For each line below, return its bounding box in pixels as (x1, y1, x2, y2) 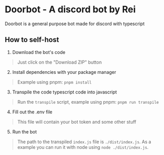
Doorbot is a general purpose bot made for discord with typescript (5, 21, 145, 27)
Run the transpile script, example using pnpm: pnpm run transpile (17, 99, 159, 105)
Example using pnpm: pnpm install (17, 79, 92, 85)
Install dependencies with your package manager (12, 69, 116, 75)
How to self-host (5, 35, 59, 44)
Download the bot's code (12, 49, 66, 55)
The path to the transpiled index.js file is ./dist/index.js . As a (17, 139, 151, 145)
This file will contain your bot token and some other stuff (17, 119, 136, 125)
